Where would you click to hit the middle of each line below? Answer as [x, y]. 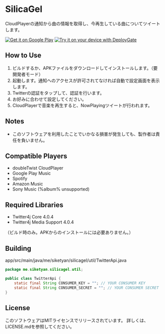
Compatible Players [36, 156]
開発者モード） [28, 74]
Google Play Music [32, 173]
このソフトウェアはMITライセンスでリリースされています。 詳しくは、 [77, 321]
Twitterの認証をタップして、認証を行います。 [58, 93]
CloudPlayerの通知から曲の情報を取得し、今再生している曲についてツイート [83, 23]
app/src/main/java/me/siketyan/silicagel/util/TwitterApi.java [66, 260]
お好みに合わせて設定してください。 [49, 99]
